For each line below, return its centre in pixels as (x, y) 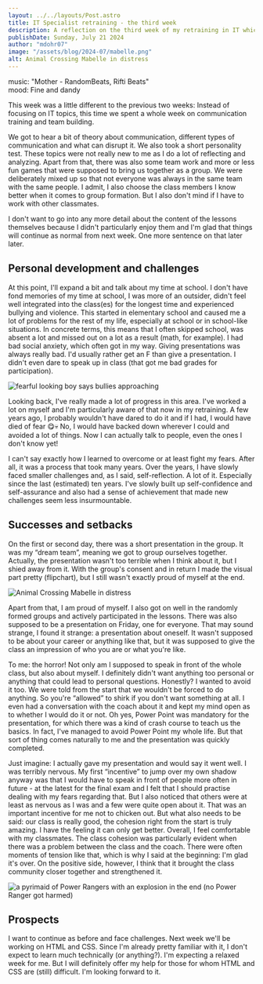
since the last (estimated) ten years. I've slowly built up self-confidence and (130, 483)
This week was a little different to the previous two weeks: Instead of (119, 105)
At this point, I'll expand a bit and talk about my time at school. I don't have (128, 287)
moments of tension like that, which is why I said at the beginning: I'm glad (128, 855)
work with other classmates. (54, 203)
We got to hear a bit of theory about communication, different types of (121, 137)
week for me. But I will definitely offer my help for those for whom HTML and (131, 964)
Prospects (34, 919)
